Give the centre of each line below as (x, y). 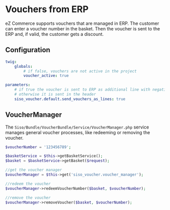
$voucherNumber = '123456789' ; (38, 147)
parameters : (18, 85)
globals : (24, 66)
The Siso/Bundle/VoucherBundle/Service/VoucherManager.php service (77, 127)
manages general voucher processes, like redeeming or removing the (78, 132)
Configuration (28, 50)
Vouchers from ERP (47, 9)
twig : (11, 62)
